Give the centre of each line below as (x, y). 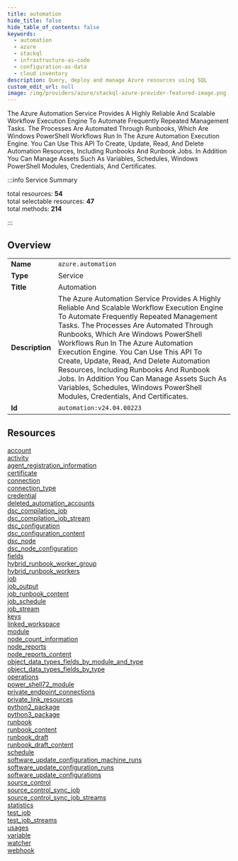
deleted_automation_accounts (51, 503)
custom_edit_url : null (41, 87)
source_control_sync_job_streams (57, 797)
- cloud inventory (41, 73)
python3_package (34, 714)
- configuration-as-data (50, 67)
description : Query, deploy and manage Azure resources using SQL (107, 80)
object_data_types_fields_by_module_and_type (75, 661)
